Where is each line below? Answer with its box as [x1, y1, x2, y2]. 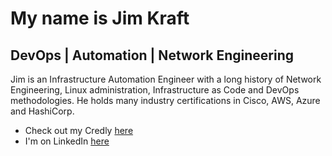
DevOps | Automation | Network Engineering [10, 47, 295, 64]
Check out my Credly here [24, 125, 134, 136]
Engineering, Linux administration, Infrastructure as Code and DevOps [10, 84, 300, 96]
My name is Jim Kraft [10, 7, 190, 30]
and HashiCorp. [10, 105, 75, 117]
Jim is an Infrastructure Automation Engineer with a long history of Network [10, 73, 322, 85]
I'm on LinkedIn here [24, 135, 110, 147]
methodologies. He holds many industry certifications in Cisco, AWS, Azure [10, 95, 321, 106]
